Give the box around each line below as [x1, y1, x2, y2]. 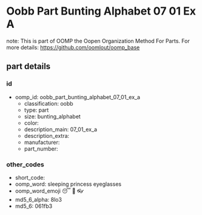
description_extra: [24, 132, 70, 139]
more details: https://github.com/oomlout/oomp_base [6, 44, 140, 51]
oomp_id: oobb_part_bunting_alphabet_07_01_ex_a [15, 93, 141, 101]
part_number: [24, 145, 58, 152]
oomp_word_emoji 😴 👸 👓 [15, 187, 84, 194]
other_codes [6, 160, 44, 168]
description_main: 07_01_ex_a [24, 126, 97, 133]
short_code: [15, 174, 45, 181]
